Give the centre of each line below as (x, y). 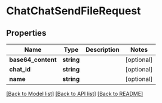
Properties (26, 33)
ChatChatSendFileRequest (74, 11)
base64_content (33, 60)
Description (103, 50)
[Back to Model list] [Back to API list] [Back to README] (75, 94)
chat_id (20, 69)
